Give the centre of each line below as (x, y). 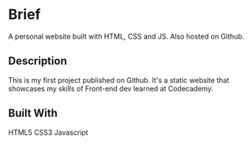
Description (38, 61)
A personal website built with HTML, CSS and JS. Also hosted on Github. (126, 36)
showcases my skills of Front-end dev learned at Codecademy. (111, 88)
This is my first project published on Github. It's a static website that (119, 80)
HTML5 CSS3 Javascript (48, 132)
